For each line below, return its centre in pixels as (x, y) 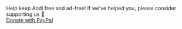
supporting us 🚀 (26, 14)
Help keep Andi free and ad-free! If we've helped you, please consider (91, 8)
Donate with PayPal (30, 20)
